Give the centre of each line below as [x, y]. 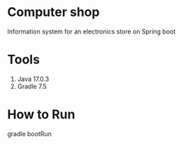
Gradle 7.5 [32, 86]
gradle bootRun [30, 134]
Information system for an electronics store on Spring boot [91, 31]
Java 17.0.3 [33, 79]
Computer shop [53, 12]
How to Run [41, 115]
